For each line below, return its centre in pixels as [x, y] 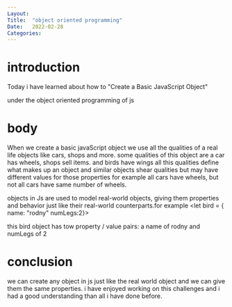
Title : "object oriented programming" [65, 20]
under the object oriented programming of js [71, 100]
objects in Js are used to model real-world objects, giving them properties [113, 198]
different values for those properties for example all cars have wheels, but [113, 178]
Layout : [18, 14]
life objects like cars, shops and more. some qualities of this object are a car [116, 155]
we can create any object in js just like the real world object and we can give [116, 281]
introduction [44, 68]
